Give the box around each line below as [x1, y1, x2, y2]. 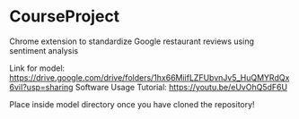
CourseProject [9, 6, 120, 27]
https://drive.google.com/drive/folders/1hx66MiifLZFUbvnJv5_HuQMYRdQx [9, 72, 290, 82]
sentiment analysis [9, 45, 79, 55]
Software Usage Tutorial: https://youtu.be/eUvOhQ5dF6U [75, 81, 288, 92]
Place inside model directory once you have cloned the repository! [9, 98, 255, 109]
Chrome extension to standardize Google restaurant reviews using [9, 36, 254, 47]
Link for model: [9, 63, 66, 73]
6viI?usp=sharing [9, 81, 74, 92]
